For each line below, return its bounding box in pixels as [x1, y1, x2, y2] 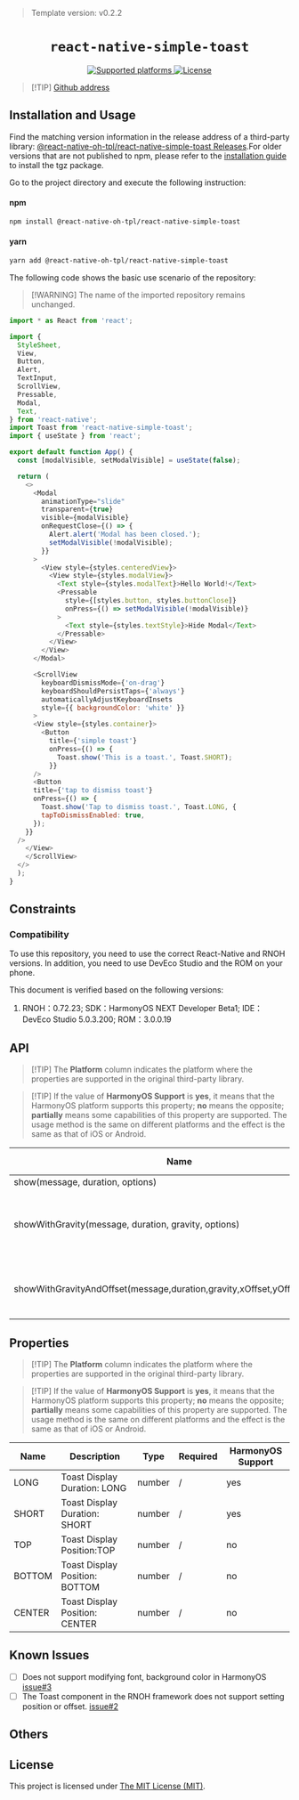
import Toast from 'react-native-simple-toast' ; [9, 423, 193, 433]
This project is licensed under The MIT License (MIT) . [9, 1780, 206, 1792]
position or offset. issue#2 [21, 1701, 118, 1712]
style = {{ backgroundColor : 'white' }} [41, 703, 185, 712]
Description [69, 1450, 120, 1463]
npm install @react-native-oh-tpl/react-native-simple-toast [9, 217, 241, 226]
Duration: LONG [61, 1482, 127, 1495]
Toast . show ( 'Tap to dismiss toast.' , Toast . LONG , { [41, 803, 238, 812]
